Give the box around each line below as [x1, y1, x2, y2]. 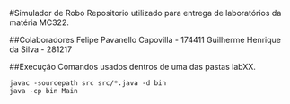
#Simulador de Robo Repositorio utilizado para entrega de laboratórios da [9, 8, 282, 18]
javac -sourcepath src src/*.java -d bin [9, 79, 167, 88]
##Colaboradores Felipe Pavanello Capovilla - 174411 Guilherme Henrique [9, 35, 281, 45]
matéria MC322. [9, 17, 69, 28]
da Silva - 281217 [9, 44, 73, 55]
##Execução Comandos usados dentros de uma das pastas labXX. [9, 62, 256, 72]
